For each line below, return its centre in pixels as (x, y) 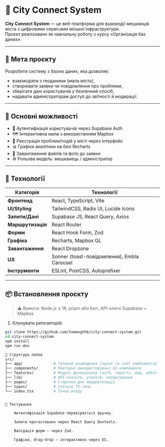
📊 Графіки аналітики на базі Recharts (51, 146)
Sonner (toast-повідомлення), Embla (95, 256)
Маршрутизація (27, 224)
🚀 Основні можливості (41, 117)
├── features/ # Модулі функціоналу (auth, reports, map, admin (81, 373)
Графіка (17, 241)
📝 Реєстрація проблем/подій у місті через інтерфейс (68, 141)
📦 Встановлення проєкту (47, 294)
